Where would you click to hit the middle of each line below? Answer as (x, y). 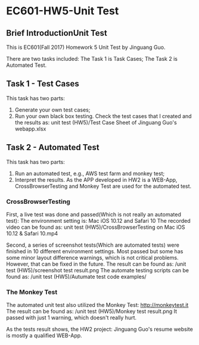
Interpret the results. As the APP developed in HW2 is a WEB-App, (96, 179)
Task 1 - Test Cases (43, 84)
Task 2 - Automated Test (53, 147)
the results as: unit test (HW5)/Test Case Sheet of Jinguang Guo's (96, 122)
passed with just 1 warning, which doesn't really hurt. (71, 318)
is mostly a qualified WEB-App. (44, 335)
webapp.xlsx (30, 129)
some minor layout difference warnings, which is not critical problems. (92, 257)
